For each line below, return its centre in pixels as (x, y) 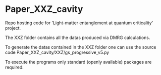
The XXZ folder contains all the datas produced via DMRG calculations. (78, 37)
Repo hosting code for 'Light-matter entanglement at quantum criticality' (79, 23)
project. (13, 28)
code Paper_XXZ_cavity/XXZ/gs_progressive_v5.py (57, 52)
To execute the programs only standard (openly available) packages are (79, 62)
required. (14, 67)
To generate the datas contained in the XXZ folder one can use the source (81, 47)
